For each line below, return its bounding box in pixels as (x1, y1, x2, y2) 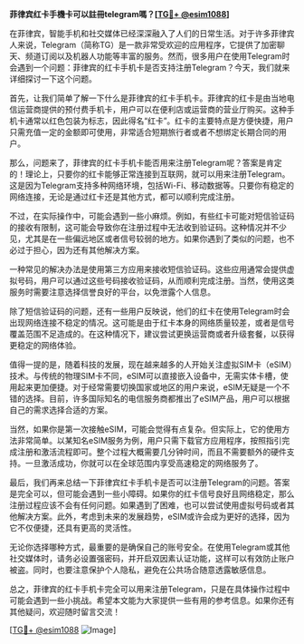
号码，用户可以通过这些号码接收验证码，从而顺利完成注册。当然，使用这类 (16, 276, 295, 286)
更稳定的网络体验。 (9, 340, 81, 350)
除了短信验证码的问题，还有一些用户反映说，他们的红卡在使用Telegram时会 (9, 306, 290, 317)
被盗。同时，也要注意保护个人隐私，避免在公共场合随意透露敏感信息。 (9, 564, 271, 575)
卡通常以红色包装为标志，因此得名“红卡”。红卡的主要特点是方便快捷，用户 (16, 115, 294, 126)
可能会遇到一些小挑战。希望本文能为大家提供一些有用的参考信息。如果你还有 (9, 595, 295, 606)
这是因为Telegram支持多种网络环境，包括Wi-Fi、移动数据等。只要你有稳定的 (9, 181, 294, 190)
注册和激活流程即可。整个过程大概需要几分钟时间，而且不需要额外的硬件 (16, 446, 287, 457)
